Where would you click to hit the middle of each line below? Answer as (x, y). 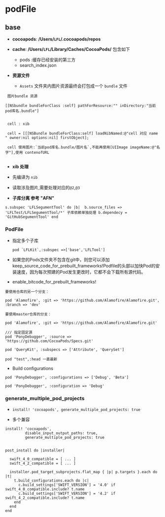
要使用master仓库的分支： (28, 314)
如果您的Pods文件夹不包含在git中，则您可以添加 (61, 260)
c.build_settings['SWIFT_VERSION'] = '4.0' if (67, 485)
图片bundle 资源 (22, 96)
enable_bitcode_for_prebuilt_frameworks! (54, 282)
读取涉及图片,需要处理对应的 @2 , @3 (46, 188)
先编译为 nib (25, 177)
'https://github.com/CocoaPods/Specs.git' (49, 341)
